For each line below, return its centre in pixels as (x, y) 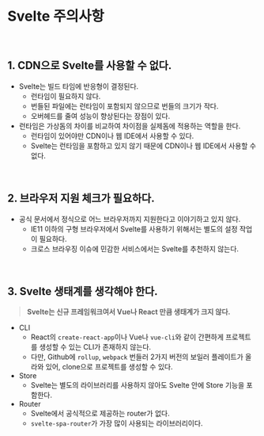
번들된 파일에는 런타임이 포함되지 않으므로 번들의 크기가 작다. (124, 106)
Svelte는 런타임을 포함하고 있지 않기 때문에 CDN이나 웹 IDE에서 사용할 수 (143, 145)
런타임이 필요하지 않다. (66, 96)
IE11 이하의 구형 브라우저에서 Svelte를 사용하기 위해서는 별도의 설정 (134, 229)
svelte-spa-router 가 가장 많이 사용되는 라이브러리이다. (117, 423)
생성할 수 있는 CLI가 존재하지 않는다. (95, 347)
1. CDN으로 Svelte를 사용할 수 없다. (90, 65)
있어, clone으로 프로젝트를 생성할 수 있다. (109, 367)
